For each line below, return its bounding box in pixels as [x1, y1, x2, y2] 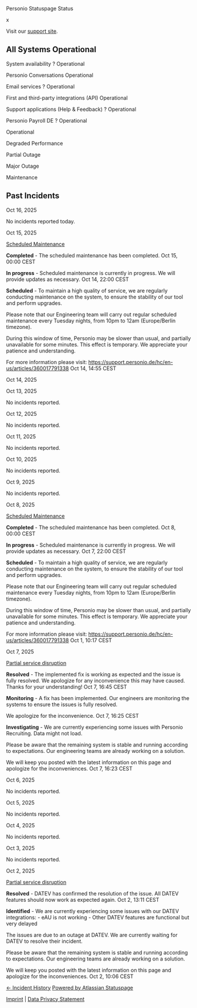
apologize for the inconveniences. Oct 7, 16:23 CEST [6, 765, 133, 772]
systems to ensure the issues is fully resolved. [6, 701, 118, 708]
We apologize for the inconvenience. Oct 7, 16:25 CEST [6, 712, 139, 719]
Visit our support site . [6, 28, 58, 35]
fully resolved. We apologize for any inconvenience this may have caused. [6, 677, 185, 684]
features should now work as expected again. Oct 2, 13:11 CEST [6, 896, 159, 903]
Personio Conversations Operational [6, 72, 94, 79]
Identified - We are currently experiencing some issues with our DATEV [6, 907, 179, 914]
